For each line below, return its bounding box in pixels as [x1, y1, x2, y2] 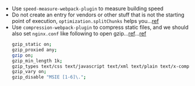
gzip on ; [11, 52, 34, 58]
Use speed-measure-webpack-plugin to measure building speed [11, 5, 164, 12]
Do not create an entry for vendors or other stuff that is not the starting [11, 11, 185, 18]
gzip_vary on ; [11, 69, 47, 75]
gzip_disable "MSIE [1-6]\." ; [11, 74, 87, 80]
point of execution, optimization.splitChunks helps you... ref [11, 18, 159, 24]
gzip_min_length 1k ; [11, 58, 63, 64]
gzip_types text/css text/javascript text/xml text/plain [11, 63, 158, 70]
